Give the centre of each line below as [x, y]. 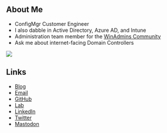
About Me [24, 10]
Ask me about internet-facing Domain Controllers [74, 42]
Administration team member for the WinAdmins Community [88, 36]
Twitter [23, 118]
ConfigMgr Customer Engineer [52, 24]
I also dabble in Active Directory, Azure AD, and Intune [80, 30]
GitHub [23, 99]
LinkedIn [25, 111]
